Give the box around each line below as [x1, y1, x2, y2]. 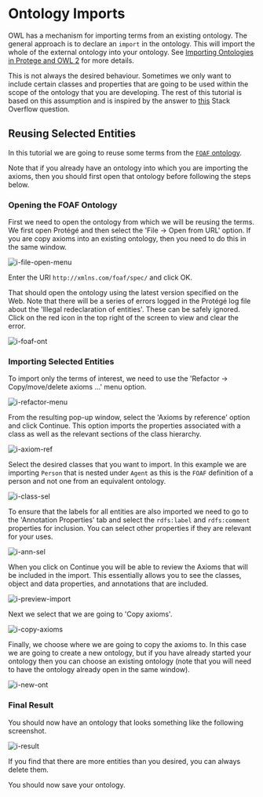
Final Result [8, 700, 54, 711]
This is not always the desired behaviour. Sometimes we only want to [8, 71, 232, 80]
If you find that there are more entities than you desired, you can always [8, 756, 241, 766]
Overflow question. [8, 104, 71, 114]
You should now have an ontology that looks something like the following [8, 718, 244, 727]
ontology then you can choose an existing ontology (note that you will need [8, 656, 252, 666]
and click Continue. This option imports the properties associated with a [8, 421, 241, 430]
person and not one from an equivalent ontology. [8, 477, 166, 486]
